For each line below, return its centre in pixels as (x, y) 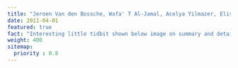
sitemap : (20, 47)
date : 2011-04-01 (33, 21)
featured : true (30, 27)
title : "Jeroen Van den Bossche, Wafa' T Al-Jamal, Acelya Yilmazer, (112, 14)
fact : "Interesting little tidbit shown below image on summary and (110, 34)
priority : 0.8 (36, 54)
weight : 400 (25, 40)
